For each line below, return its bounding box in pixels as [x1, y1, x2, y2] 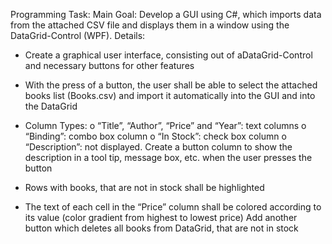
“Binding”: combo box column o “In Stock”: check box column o [24, 130, 287, 142]
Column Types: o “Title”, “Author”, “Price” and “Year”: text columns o [24, 120, 307, 131]
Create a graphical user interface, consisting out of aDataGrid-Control [24, 49, 313, 61]
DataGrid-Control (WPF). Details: [10, 30, 146, 41]
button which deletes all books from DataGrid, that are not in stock [24, 222, 299, 234]
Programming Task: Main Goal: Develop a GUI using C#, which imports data [10, 9, 322, 20]
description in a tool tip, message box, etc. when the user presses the [24, 152, 313, 163]
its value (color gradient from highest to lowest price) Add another [24, 212, 298, 223]
